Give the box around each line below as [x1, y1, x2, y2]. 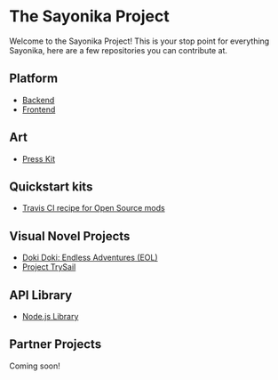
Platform [9, 71, 59, 86]
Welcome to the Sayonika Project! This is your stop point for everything [9, 36, 270, 46]
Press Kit [21, 153, 56, 164]
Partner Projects [9, 336, 102, 352]
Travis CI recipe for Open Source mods [21, 203, 166, 214]
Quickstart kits [9, 179, 93, 194]
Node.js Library [21, 311, 79, 321]
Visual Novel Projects [9, 229, 131, 244]
